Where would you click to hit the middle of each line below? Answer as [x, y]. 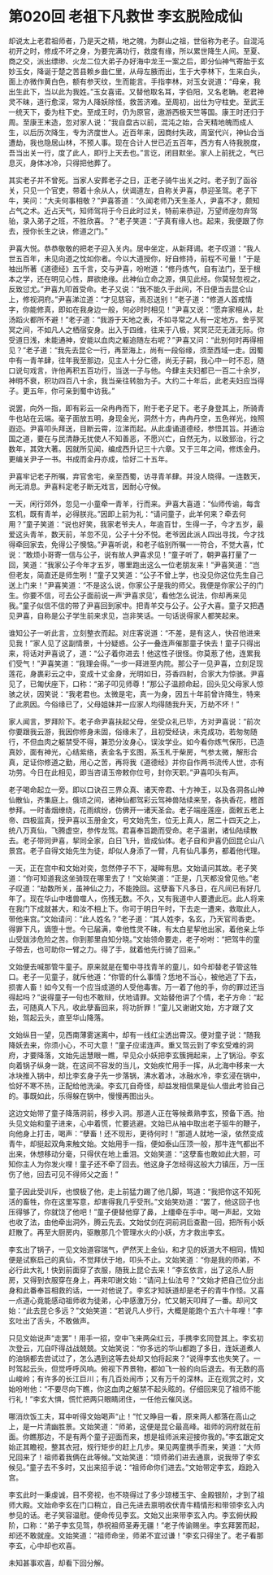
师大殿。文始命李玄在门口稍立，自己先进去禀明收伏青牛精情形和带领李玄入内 [136, 1505]
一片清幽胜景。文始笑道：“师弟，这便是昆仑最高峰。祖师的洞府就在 [142, 1426]
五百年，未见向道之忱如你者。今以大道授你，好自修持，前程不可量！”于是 [138, 258]
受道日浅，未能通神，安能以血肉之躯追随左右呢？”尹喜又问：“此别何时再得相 [136, 339]
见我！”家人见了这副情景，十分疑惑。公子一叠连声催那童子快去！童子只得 [131, 643]
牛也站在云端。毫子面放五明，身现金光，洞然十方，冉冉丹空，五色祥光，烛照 [136, 418]
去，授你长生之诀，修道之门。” [58, 231]
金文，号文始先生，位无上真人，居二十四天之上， [182, 820]
